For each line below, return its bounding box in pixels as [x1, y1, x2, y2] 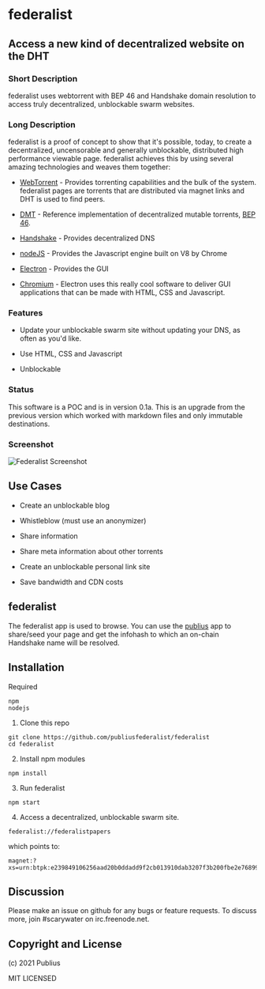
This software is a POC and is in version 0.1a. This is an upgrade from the [8, 402, 246, 412]
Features [8, 308, 43, 319]
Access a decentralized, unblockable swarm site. [19, 812, 180, 821]
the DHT [8, 49, 50, 62]
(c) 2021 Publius [8, 958, 61, 968]
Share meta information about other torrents [19, 546, 163, 556]
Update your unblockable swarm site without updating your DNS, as [19, 326, 241, 335]
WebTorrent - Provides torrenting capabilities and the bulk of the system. [19, 178, 256, 187]
